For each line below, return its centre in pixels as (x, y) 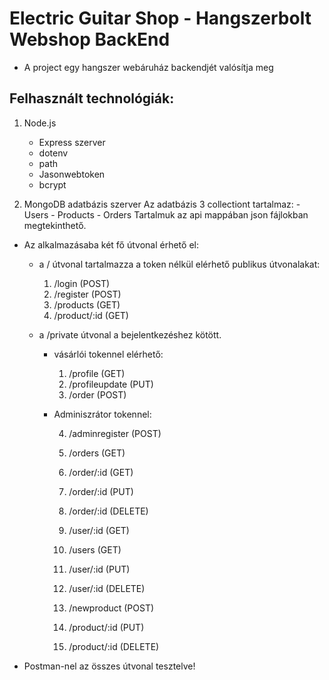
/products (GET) (87, 304)
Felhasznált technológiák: (92, 98)
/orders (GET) (97, 453)
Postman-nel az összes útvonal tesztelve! (109, 666)
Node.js (40, 123)
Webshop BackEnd (90, 39)
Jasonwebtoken (72, 174)
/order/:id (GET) (101, 472)
